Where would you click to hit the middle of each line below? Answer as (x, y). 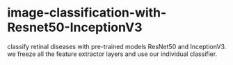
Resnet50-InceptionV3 (75, 27)
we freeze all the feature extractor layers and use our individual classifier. (112, 54)
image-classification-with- (87, 13)
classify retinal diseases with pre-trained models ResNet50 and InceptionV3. (117, 46)
